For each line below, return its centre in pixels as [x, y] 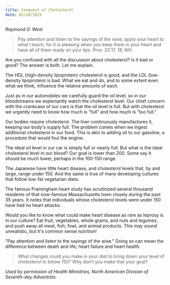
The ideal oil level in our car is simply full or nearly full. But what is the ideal [84, 147]
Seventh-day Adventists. [31, 277]
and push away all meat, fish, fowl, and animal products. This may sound [81, 226]
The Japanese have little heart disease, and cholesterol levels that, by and [83, 168]
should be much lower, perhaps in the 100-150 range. [61, 159]
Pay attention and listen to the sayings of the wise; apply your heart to [91, 39]
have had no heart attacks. [33, 205]
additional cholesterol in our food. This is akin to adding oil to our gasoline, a [85, 132]
